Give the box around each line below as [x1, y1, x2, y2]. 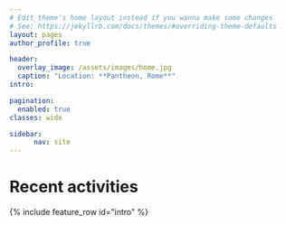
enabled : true [17, 105, 71, 114]
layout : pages [9, 30, 63, 39]
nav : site [33, 137, 71, 147]
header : [9, 55, 39, 64]
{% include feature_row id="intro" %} [9, 207, 149, 218]
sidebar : [9, 129, 43, 138]
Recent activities [9, 177, 138, 197]
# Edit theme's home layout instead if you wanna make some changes [9, 13, 273, 23]
